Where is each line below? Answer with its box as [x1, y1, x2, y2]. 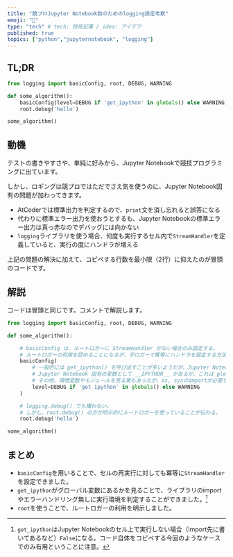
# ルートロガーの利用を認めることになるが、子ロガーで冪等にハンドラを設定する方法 [19, 351, 227, 358]
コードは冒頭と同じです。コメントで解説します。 [7, 306, 146, 314]
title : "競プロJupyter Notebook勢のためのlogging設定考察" [7, 10, 169, 17]
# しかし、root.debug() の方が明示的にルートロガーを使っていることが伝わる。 [19, 409, 221, 416]
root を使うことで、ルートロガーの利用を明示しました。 [17, 504, 175, 512]
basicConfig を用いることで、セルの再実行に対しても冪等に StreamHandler [17, 469, 225, 476]
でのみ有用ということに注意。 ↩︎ [17, 542, 110, 551]
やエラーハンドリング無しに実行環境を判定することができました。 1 [17, 494, 208, 504]
